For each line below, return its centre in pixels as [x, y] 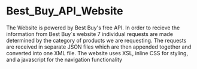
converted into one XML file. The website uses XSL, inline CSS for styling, [97, 53]
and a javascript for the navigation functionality [64, 59]
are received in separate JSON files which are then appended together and [99, 47]
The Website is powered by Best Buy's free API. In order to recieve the [93, 28]
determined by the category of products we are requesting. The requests [96, 40]
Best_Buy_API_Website [65, 11]
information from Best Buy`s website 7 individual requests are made [90, 34]
